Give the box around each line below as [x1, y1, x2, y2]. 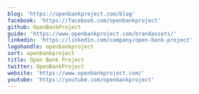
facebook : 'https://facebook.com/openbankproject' [7, 17, 161, 24]
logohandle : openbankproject [7, 43, 94, 50]
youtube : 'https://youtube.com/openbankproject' [7, 76, 155, 83]
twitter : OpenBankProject [7, 63, 84, 70]
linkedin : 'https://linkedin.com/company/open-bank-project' [7, 37, 193, 44]
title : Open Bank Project [7, 57, 84, 64]
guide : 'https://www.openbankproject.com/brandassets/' [7, 30, 177, 37]
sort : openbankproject [7, 50, 75, 57]
